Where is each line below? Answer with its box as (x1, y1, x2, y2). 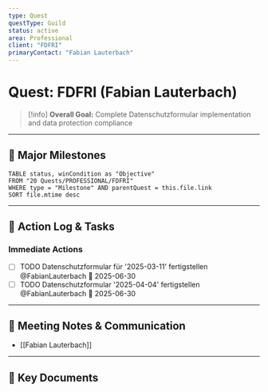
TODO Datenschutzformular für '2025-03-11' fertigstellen (19, 262, 208, 271)
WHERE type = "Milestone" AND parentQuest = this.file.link (8, 184, 213, 192)
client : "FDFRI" (8, 42, 62, 49)
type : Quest (8, 11, 48, 20)
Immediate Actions (8, 244, 84, 255)
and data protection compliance (27, 117, 133, 128)
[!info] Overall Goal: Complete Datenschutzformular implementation (27, 109, 251, 119)
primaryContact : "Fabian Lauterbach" (8, 49, 134, 57)
